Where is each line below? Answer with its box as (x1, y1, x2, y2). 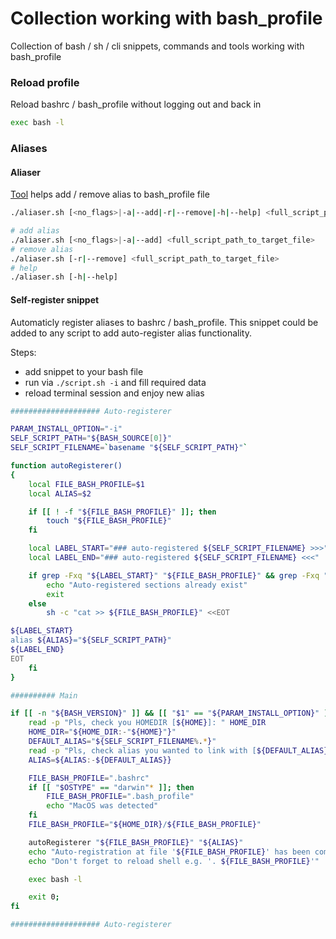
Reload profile (10, 75, 80, 89)
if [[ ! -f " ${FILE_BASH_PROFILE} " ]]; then (28, 507, 217, 517)
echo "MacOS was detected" (46, 801, 159, 811)
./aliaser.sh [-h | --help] (10, 272, 118, 282)
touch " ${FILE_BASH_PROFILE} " (46, 516, 172, 526)
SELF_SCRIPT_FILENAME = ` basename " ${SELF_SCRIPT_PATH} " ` (10, 443, 248, 453)
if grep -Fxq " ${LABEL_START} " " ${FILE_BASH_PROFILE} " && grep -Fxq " (28, 570, 329, 581)
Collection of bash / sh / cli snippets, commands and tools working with (10, 40, 305, 52)
